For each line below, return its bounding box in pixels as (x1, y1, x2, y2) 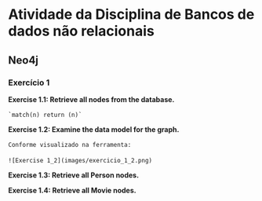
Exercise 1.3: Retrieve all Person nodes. (8, 170, 140, 180)
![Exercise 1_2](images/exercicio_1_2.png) (8, 156, 153, 164)
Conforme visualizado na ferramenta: (8, 141, 132, 148)
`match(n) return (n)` (8, 111, 82, 119)
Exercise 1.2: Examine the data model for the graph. (8, 124, 180, 134)
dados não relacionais (8, 22, 155, 40)
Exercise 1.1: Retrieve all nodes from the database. (8, 94, 175, 104)
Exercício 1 (8, 77, 50, 88)
